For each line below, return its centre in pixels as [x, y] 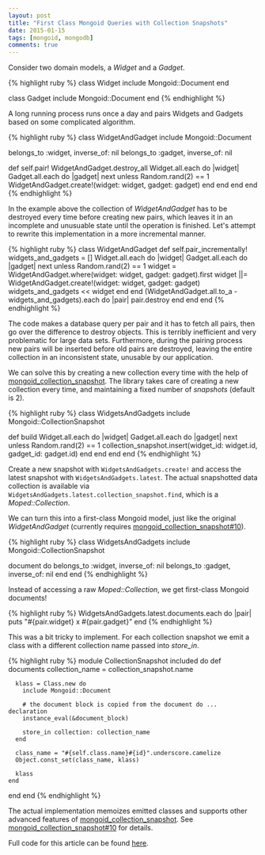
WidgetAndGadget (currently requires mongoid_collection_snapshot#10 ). [127, 527]
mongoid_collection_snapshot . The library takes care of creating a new [123, 381]
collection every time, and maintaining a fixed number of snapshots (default [132, 390]
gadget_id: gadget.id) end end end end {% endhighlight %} [105, 454]
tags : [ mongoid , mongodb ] [51, 38]
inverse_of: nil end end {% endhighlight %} [78, 574]
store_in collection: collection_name [86, 733]
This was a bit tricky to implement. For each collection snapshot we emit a [129, 637]
